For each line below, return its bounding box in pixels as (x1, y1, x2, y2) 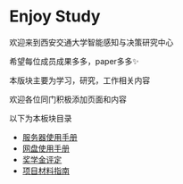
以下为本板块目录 (9, 113, 72, 123)
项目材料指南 (21, 165, 70, 176)
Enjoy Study (9, 6, 101, 27)
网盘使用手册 (21, 143, 70, 154)
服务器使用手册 (21, 131, 78, 142)
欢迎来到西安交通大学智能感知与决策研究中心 (9, 37, 174, 47)
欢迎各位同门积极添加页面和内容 (9, 94, 127, 105)
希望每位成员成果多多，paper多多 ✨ (9, 55, 140, 66)
